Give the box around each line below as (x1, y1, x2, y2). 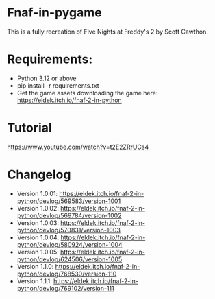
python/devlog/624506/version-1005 (16, 255, 123, 263)
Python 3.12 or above (16, 74, 77, 82)
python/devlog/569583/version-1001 (16, 197, 121, 205)
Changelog (7, 167, 71, 182)
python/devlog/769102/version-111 (16, 284, 114, 292)
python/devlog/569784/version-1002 (16, 211, 122, 219)
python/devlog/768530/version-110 (16, 270, 117, 278)
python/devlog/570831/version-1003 (16, 226, 121, 234)
